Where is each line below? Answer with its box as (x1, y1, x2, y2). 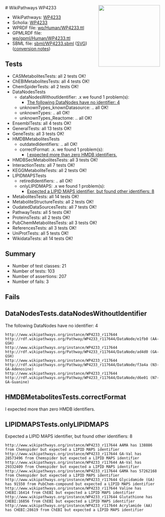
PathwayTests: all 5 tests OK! (12, 209, 71, 215)
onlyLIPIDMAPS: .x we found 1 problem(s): (19, 183, 106, 189)
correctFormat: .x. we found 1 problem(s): (19, 146, 104, 152)
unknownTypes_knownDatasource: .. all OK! (19, 104, 109, 110)
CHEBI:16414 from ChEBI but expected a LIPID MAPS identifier (5, 490, 135, 495)
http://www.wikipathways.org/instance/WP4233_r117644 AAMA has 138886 (5, 443, 153, 448)
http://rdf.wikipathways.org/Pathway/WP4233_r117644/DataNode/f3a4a (5, 362, 148, 367)
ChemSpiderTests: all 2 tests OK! (12, 83, 79, 89)
